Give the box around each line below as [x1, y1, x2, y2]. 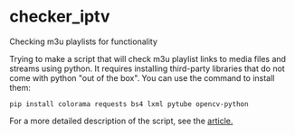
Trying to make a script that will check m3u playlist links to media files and [9, 53, 287, 64]
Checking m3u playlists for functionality [9, 36, 158, 47]
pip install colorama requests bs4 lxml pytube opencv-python [9, 99, 249, 109]
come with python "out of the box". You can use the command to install [9, 72, 275, 83]
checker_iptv [9, 6, 110, 27]
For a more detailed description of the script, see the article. [9, 115, 233, 126]
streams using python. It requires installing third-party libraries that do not [9, 63, 285, 74]
